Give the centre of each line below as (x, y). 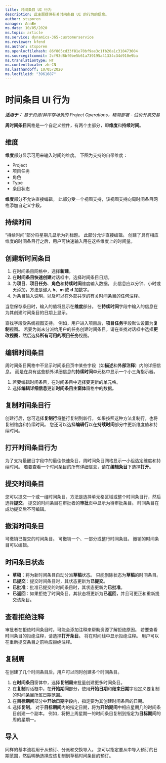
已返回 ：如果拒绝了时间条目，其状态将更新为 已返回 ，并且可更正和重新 (84, 593)
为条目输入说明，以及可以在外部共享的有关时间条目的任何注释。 (77, 296)
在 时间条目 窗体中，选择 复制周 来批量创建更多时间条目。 (68, 682)
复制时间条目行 (28, 405)
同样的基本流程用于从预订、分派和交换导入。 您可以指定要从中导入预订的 (79, 749)
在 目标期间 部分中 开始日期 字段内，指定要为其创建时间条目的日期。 (79, 701)
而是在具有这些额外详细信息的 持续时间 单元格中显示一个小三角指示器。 (86, 372)
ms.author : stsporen (26, 46)
